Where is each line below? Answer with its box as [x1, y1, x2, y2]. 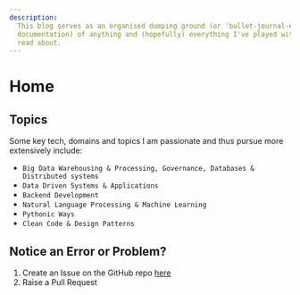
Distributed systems [21, 172, 99, 181]
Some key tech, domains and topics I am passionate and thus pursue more [9, 136, 284, 147]
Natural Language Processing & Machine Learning [21, 200, 207, 210]
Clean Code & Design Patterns [21, 220, 136, 229]
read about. [17, 38, 62, 47]
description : [9, 13, 58, 22]
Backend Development [21, 191, 99, 200]
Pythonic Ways [21, 210, 75, 219]
